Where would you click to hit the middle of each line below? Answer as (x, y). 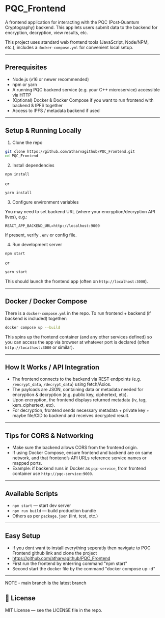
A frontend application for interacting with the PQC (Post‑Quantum (72, 22)
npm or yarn (25, 84)
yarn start (16, 272)
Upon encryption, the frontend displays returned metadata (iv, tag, (79, 400)
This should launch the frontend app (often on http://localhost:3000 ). (77, 281)
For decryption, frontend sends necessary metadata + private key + (81, 410)
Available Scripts (31, 493)
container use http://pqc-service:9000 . (53, 474)
